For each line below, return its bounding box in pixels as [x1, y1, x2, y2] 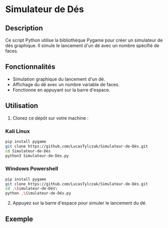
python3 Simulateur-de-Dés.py [5, 153, 69, 158]
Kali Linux [5, 128, 30, 135]
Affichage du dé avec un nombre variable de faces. [12, 81, 120, 87]
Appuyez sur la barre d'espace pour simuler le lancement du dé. [12, 200, 147, 206]
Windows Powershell [5, 165, 58, 172]
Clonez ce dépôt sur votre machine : [12, 115, 89, 121]
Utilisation [5, 101, 38, 110]
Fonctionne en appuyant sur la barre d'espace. [12, 87, 110, 93]
